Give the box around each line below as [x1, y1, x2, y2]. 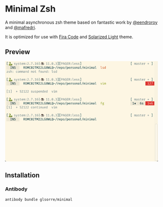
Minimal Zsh [5, 3, 56, 15]
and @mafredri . [5, 24, 36, 30]
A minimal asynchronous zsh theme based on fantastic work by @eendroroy [5, 19, 158, 25]
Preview [5, 48, 31, 56]
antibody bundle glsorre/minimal [5, 197, 73, 202]
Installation [5, 171, 40, 179]
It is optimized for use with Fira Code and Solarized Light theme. [5, 34, 133, 40]
